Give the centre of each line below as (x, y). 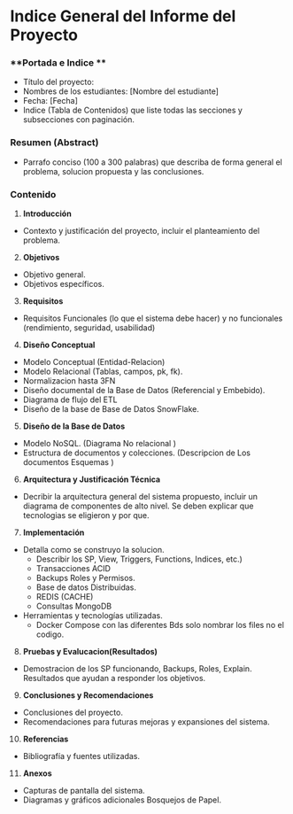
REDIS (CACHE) (65, 597)
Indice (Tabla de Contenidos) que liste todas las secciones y (132, 110)
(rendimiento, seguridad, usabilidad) (89, 328)
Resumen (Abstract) (54, 143)
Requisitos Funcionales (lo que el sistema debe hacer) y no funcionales (153, 318)
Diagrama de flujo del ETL (70, 399)
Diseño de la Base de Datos (74, 426)
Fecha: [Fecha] (50, 101)
